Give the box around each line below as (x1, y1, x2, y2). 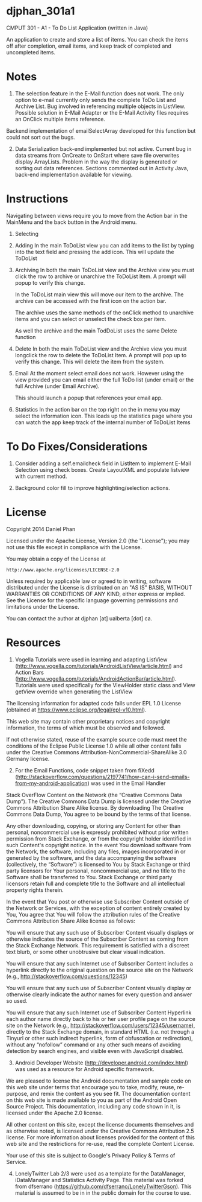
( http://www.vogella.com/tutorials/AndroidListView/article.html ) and (14, 662, 183, 669)
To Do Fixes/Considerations (6, 440, 148, 453)
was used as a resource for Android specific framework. (14, 1065, 155, 1072)
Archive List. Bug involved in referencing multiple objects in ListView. (14, 103, 186, 110)
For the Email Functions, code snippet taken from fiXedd (14, 766, 155, 774)
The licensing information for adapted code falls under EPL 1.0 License (6, 699, 182, 707)
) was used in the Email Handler (87, 780, 166, 787)
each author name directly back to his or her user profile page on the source (6, 1015, 195, 1022)
